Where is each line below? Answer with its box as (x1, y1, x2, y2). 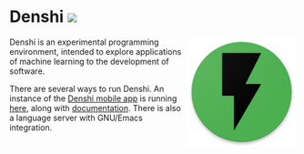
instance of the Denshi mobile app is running (9, 93, 177, 104)
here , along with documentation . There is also (9, 102, 182, 113)
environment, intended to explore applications (9, 46, 182, 56)
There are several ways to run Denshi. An (9, 83, 165, 94)
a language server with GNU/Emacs (9, 112, 143, 123)
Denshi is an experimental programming (9, 36, 159, 47)
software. (9, 66, 46, 77)
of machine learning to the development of (9, 56, 170, 67)
